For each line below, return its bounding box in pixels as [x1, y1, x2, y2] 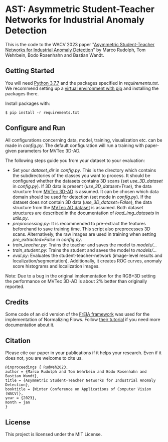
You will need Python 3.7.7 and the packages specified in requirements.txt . [5, 80, 159, 86]
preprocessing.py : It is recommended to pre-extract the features [12, 220, 146, 226]
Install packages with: [5, 100, 50, 106]
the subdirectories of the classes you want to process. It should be [12, 172, 150, 179]
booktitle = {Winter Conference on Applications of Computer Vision [5, 387, 151, 392]
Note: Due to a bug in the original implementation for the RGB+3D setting [5, 272, 156, 279]
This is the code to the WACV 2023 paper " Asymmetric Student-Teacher [5, 41, 155, 47]
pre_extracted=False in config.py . [12, 236, 82, 242]
